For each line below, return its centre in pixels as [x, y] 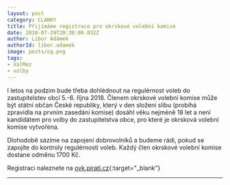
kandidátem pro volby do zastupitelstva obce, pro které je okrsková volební [113, 119]
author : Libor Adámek [38, 39]
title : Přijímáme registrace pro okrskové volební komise [91, 26]
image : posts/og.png [37, 52]
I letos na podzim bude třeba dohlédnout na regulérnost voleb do [99, 90]
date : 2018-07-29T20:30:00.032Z [53, 33]
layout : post [26, 13]
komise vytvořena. [33, 127]
